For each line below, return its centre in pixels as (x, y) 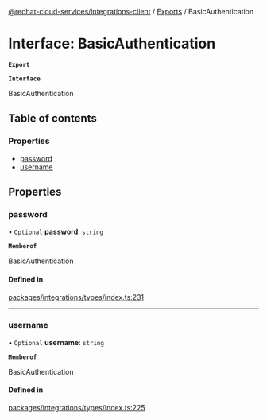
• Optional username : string (56, 342)
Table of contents (52, 119)
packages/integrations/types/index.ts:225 (77, 408)
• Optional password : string (56, 232)
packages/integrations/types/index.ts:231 (76, 297)
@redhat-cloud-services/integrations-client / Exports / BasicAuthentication (131, 12)
